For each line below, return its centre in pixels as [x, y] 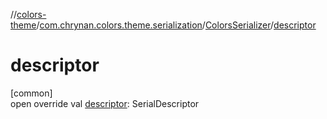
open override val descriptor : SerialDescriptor [105, 103]
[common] [31, 93]
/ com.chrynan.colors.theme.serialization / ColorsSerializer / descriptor [176, 25]
